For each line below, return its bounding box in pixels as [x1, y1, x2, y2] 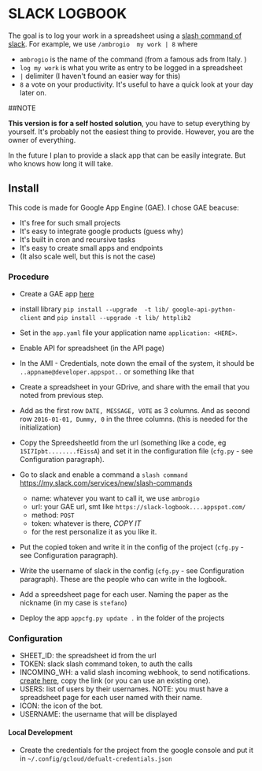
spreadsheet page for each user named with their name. [19, 693, 203, 702]
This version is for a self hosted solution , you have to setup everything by [8, 118, 250, 128]
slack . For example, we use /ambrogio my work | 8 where [8, 39, 198, 48]
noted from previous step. [19, 391, 104, 400]
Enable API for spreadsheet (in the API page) [19, 344, 165, 353]
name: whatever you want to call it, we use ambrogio [31, 494, 201, 503]
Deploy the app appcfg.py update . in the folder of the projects [19, 613, 225, 623]
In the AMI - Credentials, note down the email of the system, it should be [19, 359, 255, 368]
